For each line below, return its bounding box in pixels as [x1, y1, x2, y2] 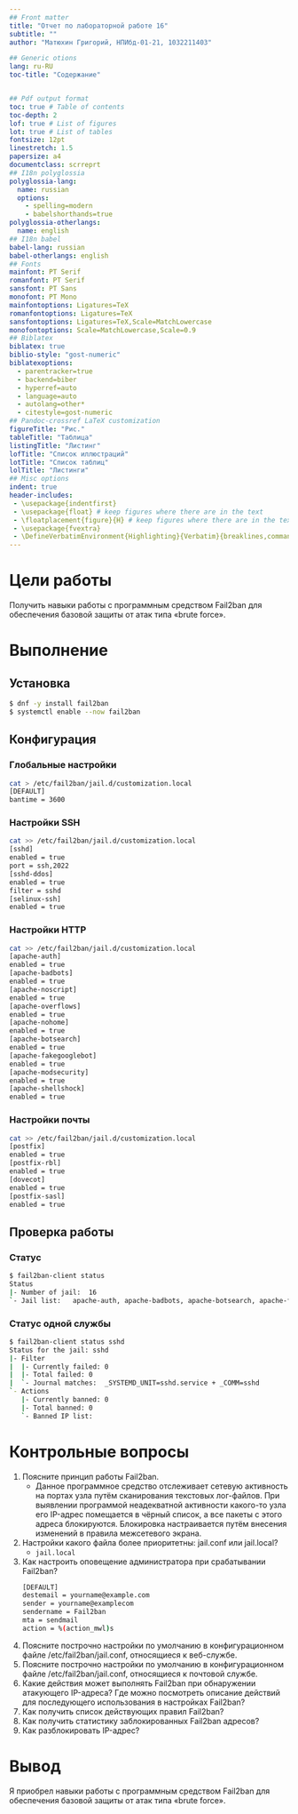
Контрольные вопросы [9, 1442, 189, 1462]
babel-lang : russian [9, 243, 86, 252]
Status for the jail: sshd [9, 1346, 109, 1355]
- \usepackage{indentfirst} [12, 499, 117, 507]
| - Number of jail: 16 [9, 1288, 98, 1297]
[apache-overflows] [9, 1002, 82, 1011]
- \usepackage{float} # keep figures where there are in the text [12, 507, 264, 516]
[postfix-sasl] [9, 1192, 66, 1201]
